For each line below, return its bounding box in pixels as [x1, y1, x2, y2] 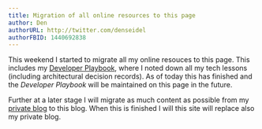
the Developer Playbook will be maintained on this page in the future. [8, 80, 233, 90]
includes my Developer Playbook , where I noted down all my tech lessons [8, 64, 248, 73]
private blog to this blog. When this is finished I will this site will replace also [8, 104, 255, 113]
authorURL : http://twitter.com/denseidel [8, 26, 147, 34]
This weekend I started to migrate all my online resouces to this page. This [8, 55, 250, 64]
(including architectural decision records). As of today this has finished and [8, 72, 253, 81]
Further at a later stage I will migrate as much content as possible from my [8, 95, 249, 105]
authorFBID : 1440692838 [8, 33, 87, 42]
